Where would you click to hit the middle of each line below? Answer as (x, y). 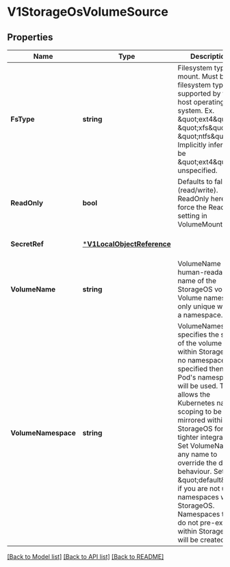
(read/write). (198, 190)
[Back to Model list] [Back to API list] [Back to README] (86, 557)
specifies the (199, 334)
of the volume (200, 343)
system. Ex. (196, 110)
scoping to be (200, 411)
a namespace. (200, 315)
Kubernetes (196, 403)
